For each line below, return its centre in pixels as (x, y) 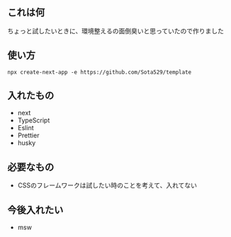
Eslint (26, 128)
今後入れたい (35, 210)
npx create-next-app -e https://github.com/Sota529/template (100, 72)
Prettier (28, 135)
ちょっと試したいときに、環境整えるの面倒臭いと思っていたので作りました (116, 30)
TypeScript (34, 120)
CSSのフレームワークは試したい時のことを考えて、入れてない (107, 185)
